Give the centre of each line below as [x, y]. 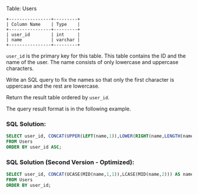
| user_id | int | [43, 35]
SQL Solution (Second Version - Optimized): [70, 162]
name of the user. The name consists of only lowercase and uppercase [92, 62]
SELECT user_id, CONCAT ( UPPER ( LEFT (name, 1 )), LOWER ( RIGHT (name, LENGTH [93, 136]
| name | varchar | [43, 40]
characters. [20, 68]
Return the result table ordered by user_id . [58, 97]
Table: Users [22, 9]
